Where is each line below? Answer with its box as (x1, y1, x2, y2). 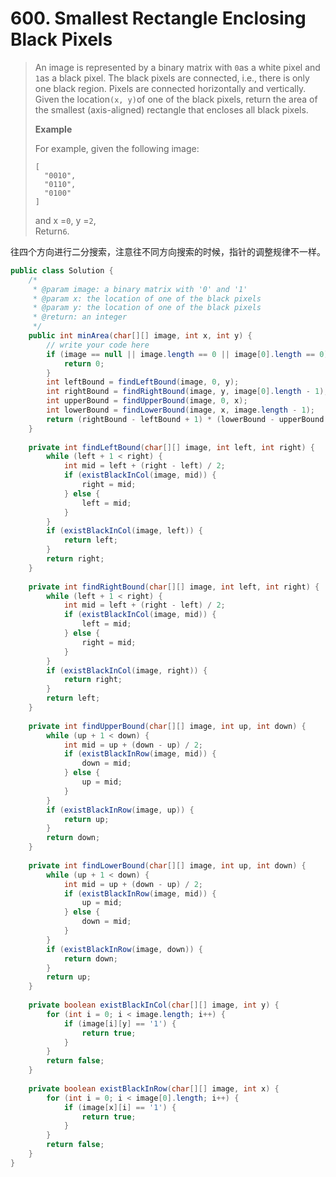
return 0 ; (63, 358, 105, 369)
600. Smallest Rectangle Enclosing (10, 7, 307, 30)
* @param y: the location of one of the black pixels (32, 303, 262, 313)
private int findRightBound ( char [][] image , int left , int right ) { (28, 582, 320, 592)
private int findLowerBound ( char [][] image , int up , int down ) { (28, 860, 307, 871)
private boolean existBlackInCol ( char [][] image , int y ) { (28, 1000, 280, 1011)
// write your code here (46, 340, 150, 350)
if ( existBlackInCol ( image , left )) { (46, 526, 203, 536)
